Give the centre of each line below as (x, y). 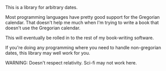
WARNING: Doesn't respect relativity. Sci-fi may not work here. (71, 63)
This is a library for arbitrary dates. (41, 7)
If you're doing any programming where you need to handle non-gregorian (83, 47)
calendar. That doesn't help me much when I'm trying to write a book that (82, 23)
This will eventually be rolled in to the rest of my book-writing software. (79, 38)
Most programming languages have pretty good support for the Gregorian (82, 17)
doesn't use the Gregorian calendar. (43, 28)
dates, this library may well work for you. (48, 53)
